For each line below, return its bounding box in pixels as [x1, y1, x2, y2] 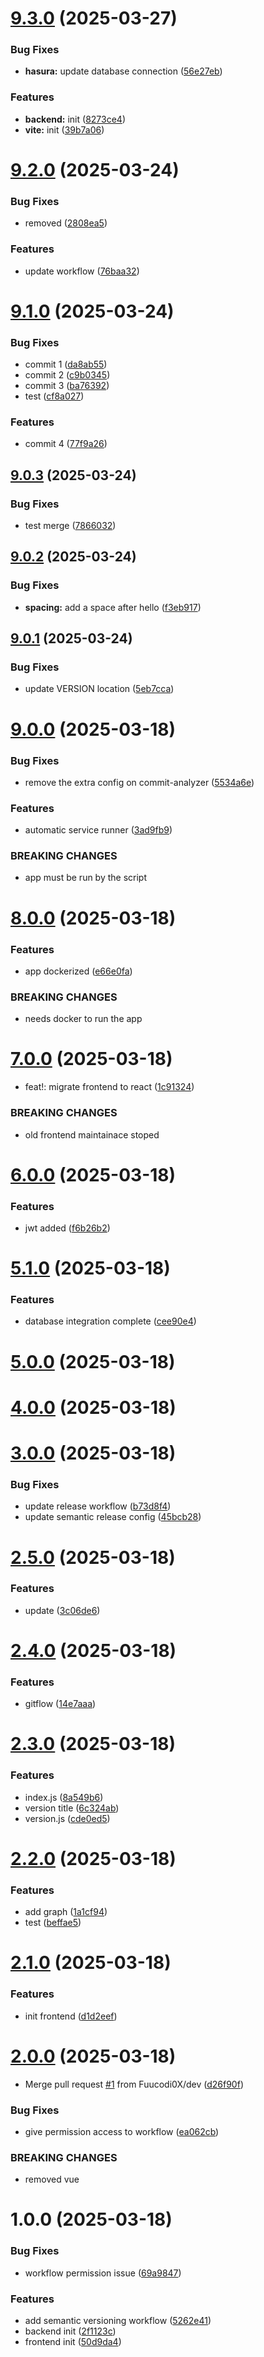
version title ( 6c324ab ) [24, 1802, 120, 1814]
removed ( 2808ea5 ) [24, 217, 108, 229]
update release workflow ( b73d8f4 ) [24, 1500, 172, 1512]
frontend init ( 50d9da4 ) [24, 2336, 122, 2348]
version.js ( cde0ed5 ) [24, 1812, 111, 1824]
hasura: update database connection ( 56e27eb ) [24, 65, 223, 77]
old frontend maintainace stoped [24, 1128, 160, 1141]
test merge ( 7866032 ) [24, 520, 117, 532]
